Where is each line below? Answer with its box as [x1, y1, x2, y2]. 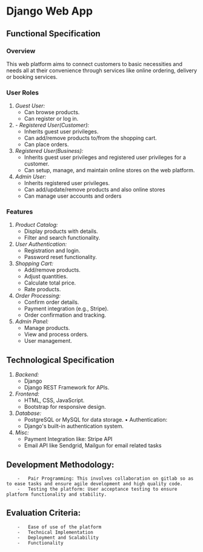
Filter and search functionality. [24, 234, 101, 241]
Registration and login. [24, 247, 81, 254]
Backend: [15, 371, 39, 379]
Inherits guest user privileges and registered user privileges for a [24, 153, 186, 161]
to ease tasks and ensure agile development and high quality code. [6, 481, 183, 487]
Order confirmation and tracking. [24, 311, 107, 319]
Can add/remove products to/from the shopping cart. [24, 135, 157, 142]
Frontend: [15, 390, 39, 398]
